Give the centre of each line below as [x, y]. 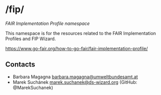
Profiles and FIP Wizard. [31, 39]
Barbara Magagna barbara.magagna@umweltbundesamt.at [75, 77]
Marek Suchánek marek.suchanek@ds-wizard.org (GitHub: [75, 82]
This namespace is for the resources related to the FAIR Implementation [81, 33]
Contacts [20, 65]
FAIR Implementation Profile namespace [48, 23]
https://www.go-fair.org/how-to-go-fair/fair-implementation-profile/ [77, 48]
